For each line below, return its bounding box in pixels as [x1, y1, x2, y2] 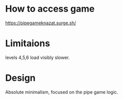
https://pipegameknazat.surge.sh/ [5, 20, 76, 26]
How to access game [5, 3, 95, 15]
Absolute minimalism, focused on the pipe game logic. [5, 89, 118, 95]
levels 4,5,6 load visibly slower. [5, 54, 70, 60]
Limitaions [5, 38, 51, 49]
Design [5, 72, 36, 84]
